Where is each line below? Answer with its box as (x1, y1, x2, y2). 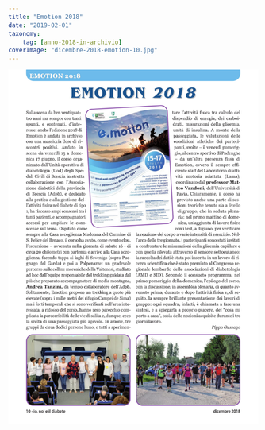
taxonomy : (8, 29, 41, 37)
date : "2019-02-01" (8, 21, 73, 29)
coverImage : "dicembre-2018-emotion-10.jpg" (8, 46, 158, 55)
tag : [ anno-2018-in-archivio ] (22, 38, 123, 46)
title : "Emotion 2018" (8, 13, 83, 21)
